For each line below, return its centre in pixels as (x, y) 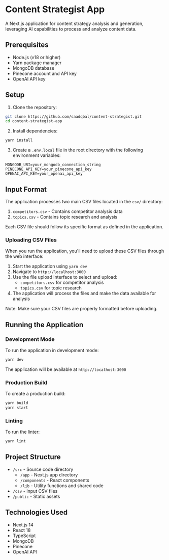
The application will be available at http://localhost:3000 (66, 369)
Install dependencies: (35, 131)
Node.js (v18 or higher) (37, 57)
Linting (14, 420)
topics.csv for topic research (51, 288)
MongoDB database (33, 68)
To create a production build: (36, 394)
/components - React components (55, 480)
